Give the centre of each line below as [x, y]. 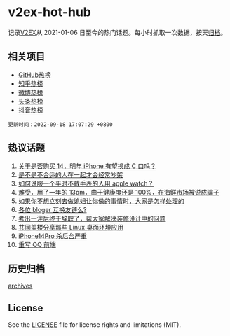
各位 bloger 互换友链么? [52, 209]
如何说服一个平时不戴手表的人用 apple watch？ [86, 183]
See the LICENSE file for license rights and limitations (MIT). [95, 325]
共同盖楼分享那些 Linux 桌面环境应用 [71, 227]
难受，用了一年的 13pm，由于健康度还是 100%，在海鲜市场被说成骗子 [119, 192]
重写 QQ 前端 [37, 244]
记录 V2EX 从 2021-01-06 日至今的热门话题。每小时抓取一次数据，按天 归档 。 [117, 32]
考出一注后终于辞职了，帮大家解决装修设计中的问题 [92, 218]
